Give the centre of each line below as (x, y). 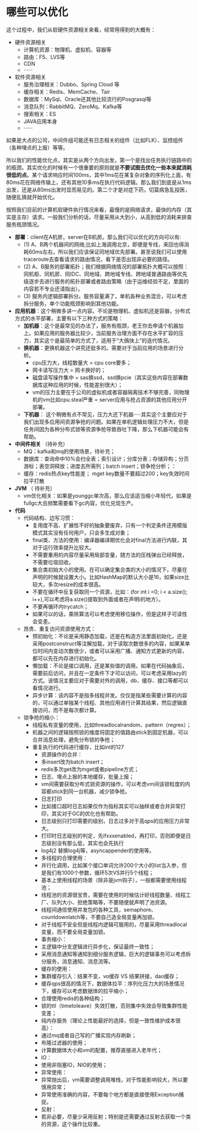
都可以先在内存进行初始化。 (66, 658)
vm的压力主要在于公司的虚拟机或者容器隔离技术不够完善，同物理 (111, 392)
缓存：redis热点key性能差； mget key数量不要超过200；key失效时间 (106, 473)
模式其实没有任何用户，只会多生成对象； (81, 532)
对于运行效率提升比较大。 (63, 547)
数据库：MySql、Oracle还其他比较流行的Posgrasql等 (88, 99)
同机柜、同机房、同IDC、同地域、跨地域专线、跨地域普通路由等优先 (105, 274)
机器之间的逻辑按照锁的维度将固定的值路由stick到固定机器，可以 (110, 732)
